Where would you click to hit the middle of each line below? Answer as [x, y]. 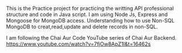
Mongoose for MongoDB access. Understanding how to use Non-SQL [90, 20]
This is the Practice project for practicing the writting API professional [90, 8]
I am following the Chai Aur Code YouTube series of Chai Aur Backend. [91, 38]
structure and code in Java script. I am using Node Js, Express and [87, 14]
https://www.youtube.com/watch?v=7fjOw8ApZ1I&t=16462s [78, 44]
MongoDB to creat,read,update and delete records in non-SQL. [82, 26]
